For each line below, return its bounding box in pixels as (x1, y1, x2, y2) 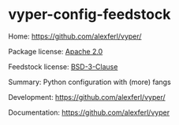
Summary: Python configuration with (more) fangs (8, 77, 171, 86)
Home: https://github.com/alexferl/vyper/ (8, 31, 142, 41)
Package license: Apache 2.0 (8, 46, 103, 56)
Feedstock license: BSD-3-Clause (8, 61, 118, 72)
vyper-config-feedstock (8, 6, 171, 24)
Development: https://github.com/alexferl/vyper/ (8, 92, 166, 101)
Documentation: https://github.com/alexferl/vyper (8, 108, 170, 117)
